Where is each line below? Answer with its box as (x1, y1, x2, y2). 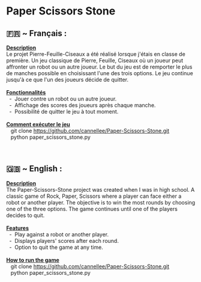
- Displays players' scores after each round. (8, 237, 119, 244)
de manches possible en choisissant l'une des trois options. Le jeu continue (6, 70, 193, 76)
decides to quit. (6, 212, 45, 219)
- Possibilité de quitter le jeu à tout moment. (8, 108, 119, 115)
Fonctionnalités (6, 89, 46, 96)
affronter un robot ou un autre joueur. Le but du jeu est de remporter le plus (6, 63, 193, 70)
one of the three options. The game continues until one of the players (6, 205, 178, 212)
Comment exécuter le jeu (6, 121, 70, 127)
